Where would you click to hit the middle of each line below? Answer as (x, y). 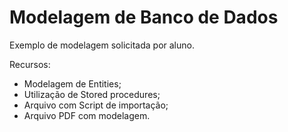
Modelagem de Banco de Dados (144, 17)
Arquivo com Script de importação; (96, 105)
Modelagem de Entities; (72, 83)
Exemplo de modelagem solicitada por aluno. (102, 45)
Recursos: (30, 64)
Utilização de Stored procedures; (92, 94)
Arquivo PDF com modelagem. (87, 115)
